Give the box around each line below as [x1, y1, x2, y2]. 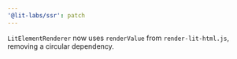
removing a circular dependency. [7, 41, 115, 51]
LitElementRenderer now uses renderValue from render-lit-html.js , [7, 33, 230, 42]
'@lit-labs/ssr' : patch [7, 11, 86, 20]
